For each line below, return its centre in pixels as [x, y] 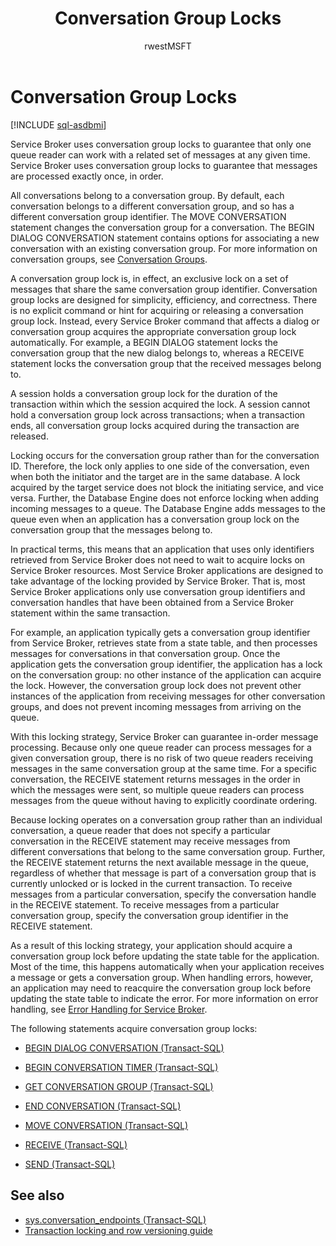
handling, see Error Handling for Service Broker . [109, 1009]
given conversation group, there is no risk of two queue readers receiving [162, 758]
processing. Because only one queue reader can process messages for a [161, 747]
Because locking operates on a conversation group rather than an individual [166, 819]
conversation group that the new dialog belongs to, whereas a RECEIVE [157, 353]
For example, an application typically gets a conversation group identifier [160, 632]
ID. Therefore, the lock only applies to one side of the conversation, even [160, 466]
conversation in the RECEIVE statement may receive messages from [150, 841]
